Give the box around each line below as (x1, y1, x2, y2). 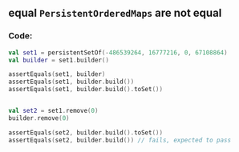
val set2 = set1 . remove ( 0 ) (8, 107, 99, 115)
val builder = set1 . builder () (8, 56, 110, 64)
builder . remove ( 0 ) (8, 114, 70, 122)
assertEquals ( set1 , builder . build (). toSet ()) (8, 86, 163, 94)
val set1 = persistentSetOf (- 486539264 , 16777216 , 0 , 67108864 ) (8, 48, 228, 57)
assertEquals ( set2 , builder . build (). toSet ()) (8, 128, 163, 137)
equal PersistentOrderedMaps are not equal (8, 6, 222, 20)
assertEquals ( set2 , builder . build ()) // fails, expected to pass (8, 136, 231, 144)
